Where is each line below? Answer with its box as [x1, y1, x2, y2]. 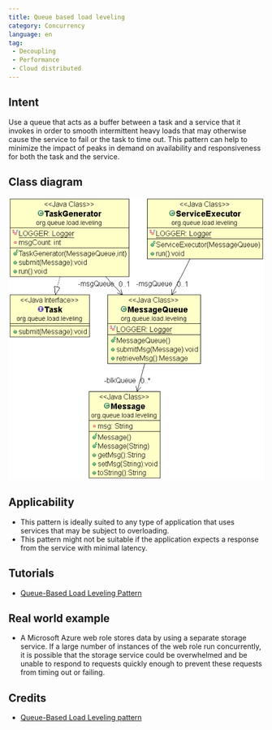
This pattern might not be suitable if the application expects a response [19, 534, 259, 544]
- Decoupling [11, 47, 57, 56]
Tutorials [8, 567, 54, 581]
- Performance [11, 56, 60, 64]
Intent [8, 96, 39, 110]
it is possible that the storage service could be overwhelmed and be [19, 650, 248, 660]
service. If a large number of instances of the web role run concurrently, [19, 641, 261, 651]
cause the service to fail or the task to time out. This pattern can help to [8, 134, 248, 144]
